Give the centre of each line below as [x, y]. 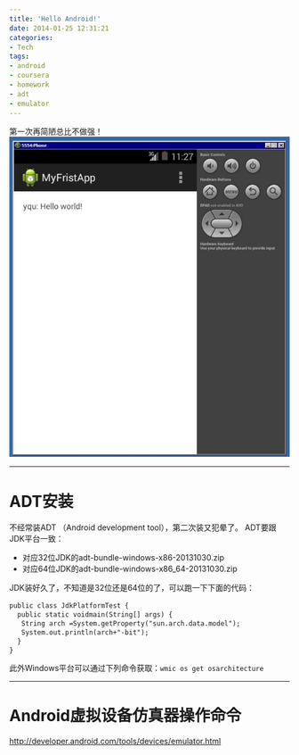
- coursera [29, 76]
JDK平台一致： [36, 539]
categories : [31, 37]
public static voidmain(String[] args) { [95, 615]
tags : [19, 57]
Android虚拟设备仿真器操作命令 [125, 716]
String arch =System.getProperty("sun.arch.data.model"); [131, 624]
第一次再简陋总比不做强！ [56, 131]
